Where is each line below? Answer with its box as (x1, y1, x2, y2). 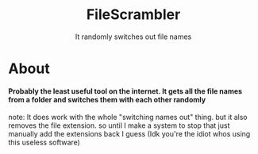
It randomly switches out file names (75, 32, 192, 41)
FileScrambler (86, 6, 181, 24)
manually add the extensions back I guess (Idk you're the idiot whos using (8, 129, 251, 139)
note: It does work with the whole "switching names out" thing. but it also (8, 113, 248, 122)
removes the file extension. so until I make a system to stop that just (8, 121, 230, 130)
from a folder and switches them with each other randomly (8, 94, 206, 104)
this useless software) (8, 137, 81, 148)
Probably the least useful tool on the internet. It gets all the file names (8, 86, 243, 96)
